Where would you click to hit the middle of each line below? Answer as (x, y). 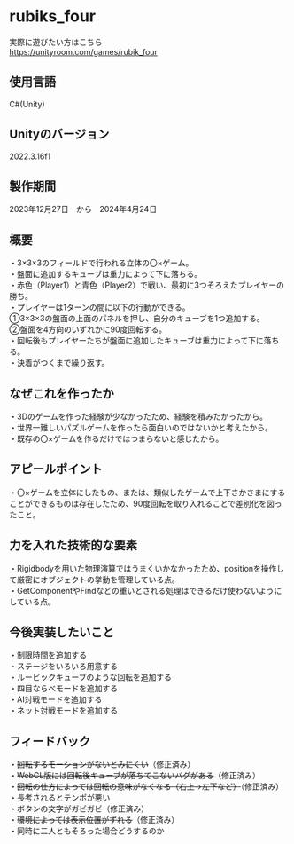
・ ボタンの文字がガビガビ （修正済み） (79, 809)
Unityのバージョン (59, 134)
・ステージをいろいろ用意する (63, 667)
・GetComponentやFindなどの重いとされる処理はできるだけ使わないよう (142, 590)
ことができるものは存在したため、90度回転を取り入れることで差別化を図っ (146, 503)
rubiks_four (52, 16)
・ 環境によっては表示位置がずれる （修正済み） (94, 820)
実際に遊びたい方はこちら (56, 42)
